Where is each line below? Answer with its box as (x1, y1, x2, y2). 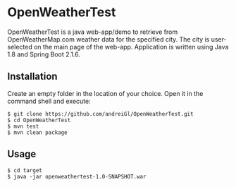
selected (7, 42, 33, 51)
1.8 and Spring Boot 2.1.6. (7, 50, 81, 59)
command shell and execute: (7, 97, 92, 105)
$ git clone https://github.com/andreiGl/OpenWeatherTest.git (7, 110, 194, 117)
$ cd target (7, 167, 42, 174)
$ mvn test (7, 123, 39, 130)
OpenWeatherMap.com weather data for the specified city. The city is (7, 35, 210, 43)
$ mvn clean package (7, 128, 68, 136)
